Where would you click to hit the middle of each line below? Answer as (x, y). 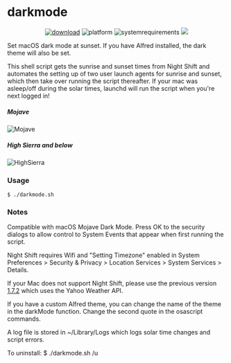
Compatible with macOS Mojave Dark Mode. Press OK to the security (106, 227)
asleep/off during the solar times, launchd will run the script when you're (111, 88)
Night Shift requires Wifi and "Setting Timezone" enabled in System (103, 255)
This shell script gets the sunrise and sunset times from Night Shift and (109, 66)
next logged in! (28, 96)
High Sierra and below (40, 145)
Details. (18, 270)
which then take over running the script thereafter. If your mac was (103, 81)
